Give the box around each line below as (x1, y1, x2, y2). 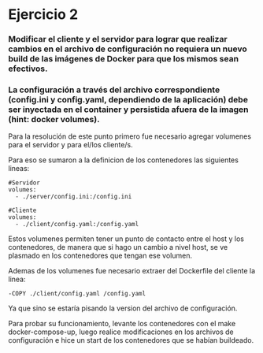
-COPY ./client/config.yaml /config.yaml (8, 290, 146, 298)
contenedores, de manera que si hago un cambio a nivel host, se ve (8, 243, 228, 252)
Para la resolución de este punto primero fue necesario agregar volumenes (8, 132, 252, 141)
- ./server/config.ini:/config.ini (15, 193, 132, 201)
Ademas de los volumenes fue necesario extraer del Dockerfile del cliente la (8, 266, 256, 276)
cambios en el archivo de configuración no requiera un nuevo (8, 43, 247, 54)
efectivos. (8, 63, 48, 74)
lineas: (8, 164, 30, 173)
